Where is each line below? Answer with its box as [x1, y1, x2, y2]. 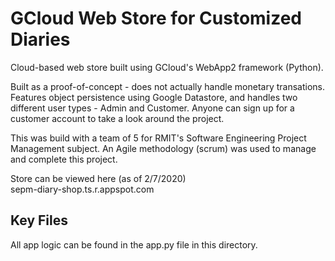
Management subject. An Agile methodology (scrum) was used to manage [10, 142, 317, 154]
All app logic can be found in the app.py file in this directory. [10, 238, 258, 251]
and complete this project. [10, 153, 118, 165]
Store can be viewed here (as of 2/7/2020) [10, 172, 187, 184]
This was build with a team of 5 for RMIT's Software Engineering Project [10, 132, 307, 144]
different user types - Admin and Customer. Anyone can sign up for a [10, 102, 295, 114]
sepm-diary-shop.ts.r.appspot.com [10, 183, 155, 195]
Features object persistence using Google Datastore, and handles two [10, 91, 298, 103]
